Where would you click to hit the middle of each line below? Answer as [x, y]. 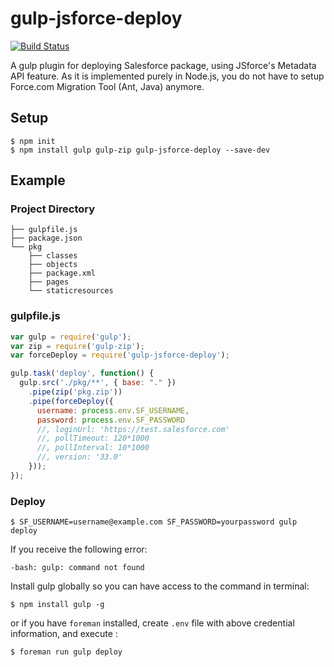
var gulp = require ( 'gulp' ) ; [71, 337]
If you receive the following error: [79, 549]
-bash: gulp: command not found [77, 568]
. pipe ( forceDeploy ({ [71, 401]
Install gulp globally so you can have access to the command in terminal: [160, 586]
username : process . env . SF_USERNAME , [113, 410]
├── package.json [46, 238]
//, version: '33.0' [79, 457]
